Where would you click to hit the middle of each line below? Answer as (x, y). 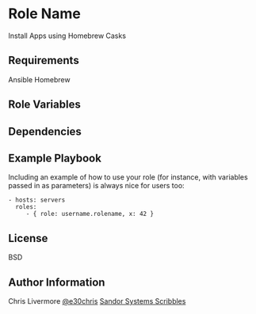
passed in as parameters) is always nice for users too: (96, 186)
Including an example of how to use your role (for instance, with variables (128, 177)
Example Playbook (55, 158)
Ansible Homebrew (39, 79)
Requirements (44, 61)
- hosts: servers (37, 200)
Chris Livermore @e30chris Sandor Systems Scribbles (97, 301)
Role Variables (44, 105)
